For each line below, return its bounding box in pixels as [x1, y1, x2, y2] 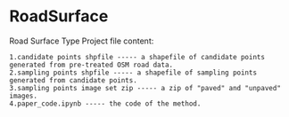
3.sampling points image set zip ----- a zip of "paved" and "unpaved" [9, 83, 281, 92]
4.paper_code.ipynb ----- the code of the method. [9, 99, 202, 108]
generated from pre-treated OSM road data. [9, 60, 174, 69]
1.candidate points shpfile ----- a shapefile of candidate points [9, 52, 266, 61]
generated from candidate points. [9, 75, 138, 85]
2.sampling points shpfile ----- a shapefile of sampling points [9, 68, 257, 77]
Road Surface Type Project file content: [9, 35, 154, 46]
